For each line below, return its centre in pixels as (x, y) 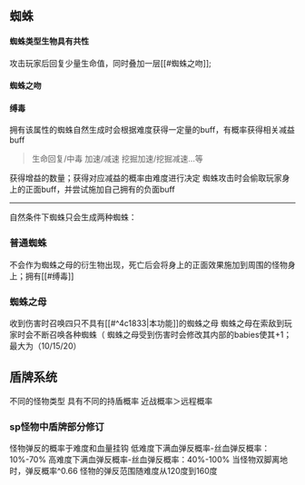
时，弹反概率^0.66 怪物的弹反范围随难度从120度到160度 (113, 471)
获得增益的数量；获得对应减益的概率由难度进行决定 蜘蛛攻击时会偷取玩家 (146, 178)
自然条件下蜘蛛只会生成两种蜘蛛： (73, 217)
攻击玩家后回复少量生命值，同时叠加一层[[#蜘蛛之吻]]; (110, 63)
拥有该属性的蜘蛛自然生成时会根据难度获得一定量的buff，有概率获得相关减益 (152, 130)
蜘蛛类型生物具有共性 (49, 41)
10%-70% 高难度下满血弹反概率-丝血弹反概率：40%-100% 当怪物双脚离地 (149, 460)
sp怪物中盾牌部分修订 (57, 427)
